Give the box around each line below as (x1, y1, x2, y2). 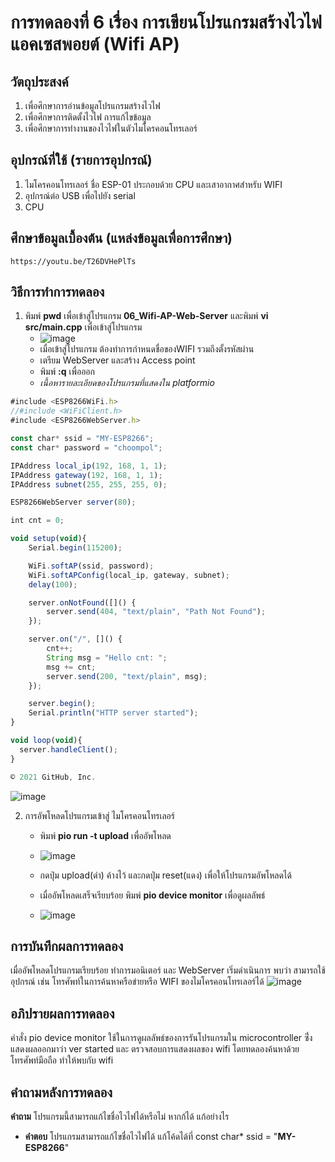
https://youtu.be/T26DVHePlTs (10, 256, 137, 266)
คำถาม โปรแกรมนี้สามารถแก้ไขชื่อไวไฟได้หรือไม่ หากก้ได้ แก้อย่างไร (10, 1111, 230, 1122)
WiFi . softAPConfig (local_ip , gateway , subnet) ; (28, 570, 230, 580)
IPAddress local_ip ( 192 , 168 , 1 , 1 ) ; (10, 461, 168, 471)
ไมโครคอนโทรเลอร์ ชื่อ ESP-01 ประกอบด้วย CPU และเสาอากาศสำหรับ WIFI (24, 178, 283, 190)
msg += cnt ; (46, 662, 97, 672)
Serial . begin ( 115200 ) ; (28, 543, 123, 553)
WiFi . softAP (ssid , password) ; (28, 561, 155, 571)
